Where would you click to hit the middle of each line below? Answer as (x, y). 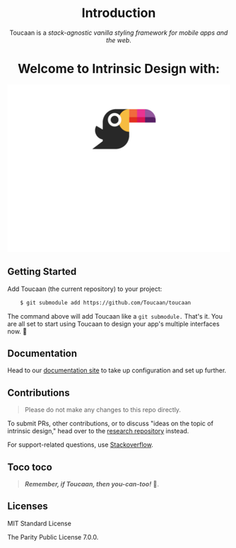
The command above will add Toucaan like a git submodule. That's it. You (115, 316)
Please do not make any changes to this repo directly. (103, 410)
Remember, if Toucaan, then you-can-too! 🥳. (92, 484)
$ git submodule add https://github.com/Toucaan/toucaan (106, 302)
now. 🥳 (17, 331)
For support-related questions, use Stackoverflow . (80, 445)
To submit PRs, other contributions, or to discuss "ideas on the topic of (111, 423)
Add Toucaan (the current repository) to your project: (85, 289)
